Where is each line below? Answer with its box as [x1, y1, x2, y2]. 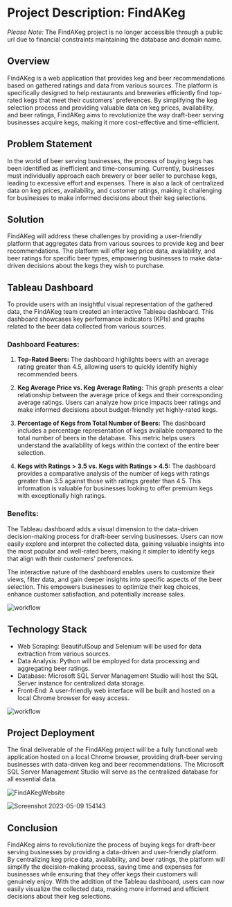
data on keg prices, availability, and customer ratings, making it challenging [7, 186, 222, 194]
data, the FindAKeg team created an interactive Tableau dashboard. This [7, 308, 214, 316]
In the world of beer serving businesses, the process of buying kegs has [7, 156, 214, 165]
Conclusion [7, 822, 58, 834]
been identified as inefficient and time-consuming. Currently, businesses [7, 164, 215, 172]
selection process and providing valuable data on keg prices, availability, [7, 103, 215, 112]
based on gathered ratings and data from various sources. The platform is [7, 81, 218, 90]
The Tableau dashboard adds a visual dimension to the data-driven [7, 524, 199, 533]
